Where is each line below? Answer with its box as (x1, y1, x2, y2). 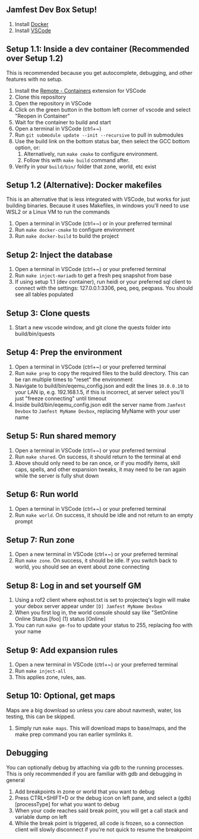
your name (14, 628, 42, 635)
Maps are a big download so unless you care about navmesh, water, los (6, 706, 182, 714)
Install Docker (14, 20, 49, 27)
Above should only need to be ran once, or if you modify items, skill (14, 459, 180, 466)
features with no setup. (6, 76, 63, 83)
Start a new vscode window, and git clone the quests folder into (14, 324, 171, 331)
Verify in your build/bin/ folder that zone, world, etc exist (14, 163, 156, 170)
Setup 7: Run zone (6, 535, 75, 545)
